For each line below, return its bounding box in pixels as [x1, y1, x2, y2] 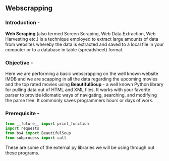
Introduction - [5, 19, 40, 26]
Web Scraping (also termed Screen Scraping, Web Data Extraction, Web [5, 30, 156, 37]
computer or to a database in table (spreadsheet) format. [5, 46, 124, 52]
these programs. [5, 149, 39, 155]
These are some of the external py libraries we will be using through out [5, 144, 155, 150]
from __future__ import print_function [5, 121, 89, 126]
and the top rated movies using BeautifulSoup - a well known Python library [5, 81, 164, 87]
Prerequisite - [5, 110, 40, 117]
